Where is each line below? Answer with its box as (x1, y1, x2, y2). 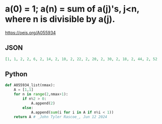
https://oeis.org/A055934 (5, 30, 56, 35)
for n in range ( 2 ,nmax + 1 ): (14, 92, 68, 97)
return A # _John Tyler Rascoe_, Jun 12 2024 (14, 114, 108, 119)
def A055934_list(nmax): (5, 83, 55, 88)
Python (5, 70, 28, 78)
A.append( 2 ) (31, 101, 55, 106)
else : (22, 105, 34, 110)
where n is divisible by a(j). (5, 14, 115, 25)
